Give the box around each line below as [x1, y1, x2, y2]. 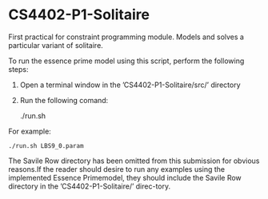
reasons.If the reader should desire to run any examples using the [8, 164, 226, 173]
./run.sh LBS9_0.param [8, 141, 84, 149]
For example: [8, 126, 52, 136]
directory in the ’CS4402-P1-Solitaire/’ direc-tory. [8, 181, 170, 191]
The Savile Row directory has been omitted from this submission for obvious [8, 156, 260, 165]
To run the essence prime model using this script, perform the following [8, 56, 245, 66]
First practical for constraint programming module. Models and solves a [8, 32, 244, 42]
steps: [8, 64, 29, 74]
